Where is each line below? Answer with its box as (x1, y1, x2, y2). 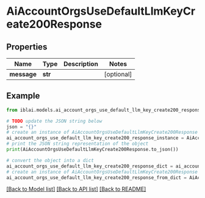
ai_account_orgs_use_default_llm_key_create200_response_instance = (6, 135, 184, 141)
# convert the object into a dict (6, 157, 95, 163)
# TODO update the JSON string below (6, 118, 103, 124)
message (9, 70, 37, 78)
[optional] (104, 70, 132, 78)
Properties (6, 42, 48, 52)
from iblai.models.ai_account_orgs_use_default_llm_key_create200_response (6, 107, 203, 113)
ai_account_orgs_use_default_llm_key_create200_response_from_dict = (6, 174, 187, 181)
